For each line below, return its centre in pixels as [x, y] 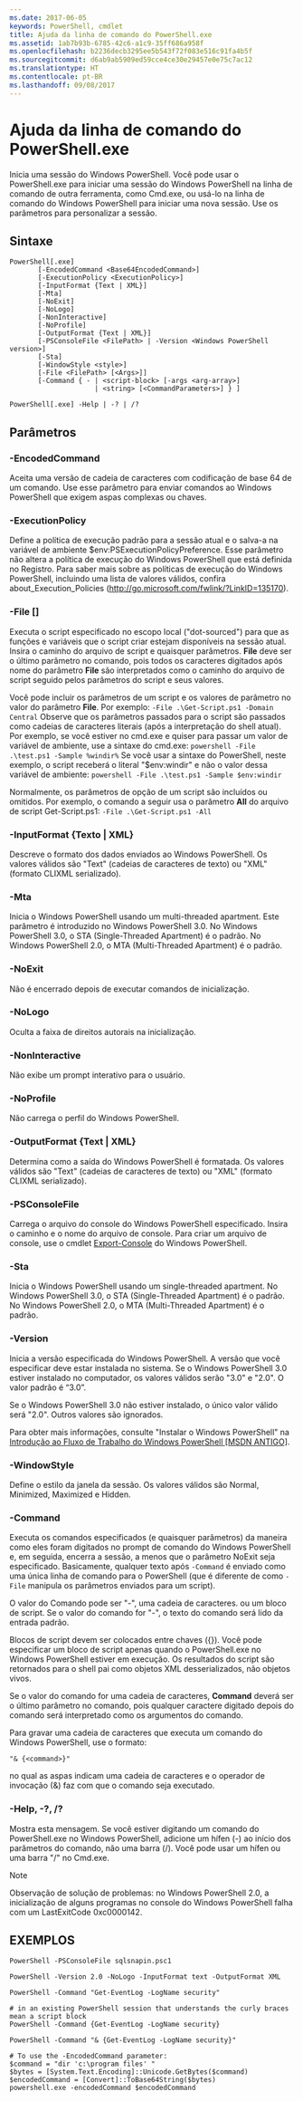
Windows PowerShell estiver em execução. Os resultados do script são [142, 1659]
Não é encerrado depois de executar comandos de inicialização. [130, 989]
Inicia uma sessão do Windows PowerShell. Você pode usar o [124, 174]
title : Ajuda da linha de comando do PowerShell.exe [111, 34]
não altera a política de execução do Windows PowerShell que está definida [151, 560]
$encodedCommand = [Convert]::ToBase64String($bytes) [113, 2080]
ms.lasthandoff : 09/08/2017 [62, 85]
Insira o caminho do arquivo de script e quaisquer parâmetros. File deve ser [151, 651]
